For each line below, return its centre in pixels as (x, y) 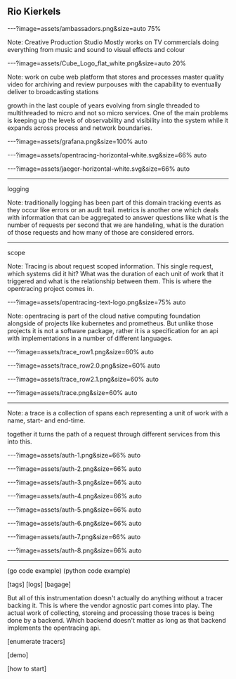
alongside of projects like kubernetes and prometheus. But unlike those (110, 323)
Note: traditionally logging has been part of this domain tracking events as (114, 202)
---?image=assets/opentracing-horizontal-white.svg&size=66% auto (107, 155)
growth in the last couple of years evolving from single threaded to (104, 105)
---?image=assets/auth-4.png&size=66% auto (74, 496)
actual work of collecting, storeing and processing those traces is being (111, 613)
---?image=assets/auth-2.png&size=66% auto (74, 468)
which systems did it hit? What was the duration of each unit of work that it (116, 273)
